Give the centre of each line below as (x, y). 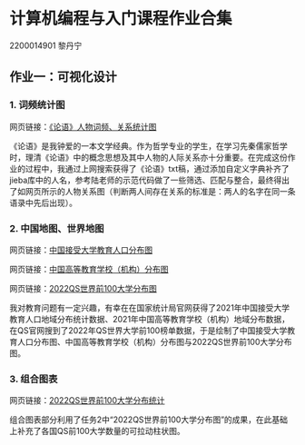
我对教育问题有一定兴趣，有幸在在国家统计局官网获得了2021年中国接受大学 (150, 307)
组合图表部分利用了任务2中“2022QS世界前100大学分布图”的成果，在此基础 (149, 420)
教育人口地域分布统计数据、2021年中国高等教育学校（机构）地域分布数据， (150, 319)
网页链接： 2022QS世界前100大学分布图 (83, 288)
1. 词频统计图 (37, 105)
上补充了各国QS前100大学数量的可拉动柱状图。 (98, 431)
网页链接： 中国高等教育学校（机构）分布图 (89, 269)
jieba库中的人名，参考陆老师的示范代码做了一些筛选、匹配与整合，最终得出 (150, 180)
